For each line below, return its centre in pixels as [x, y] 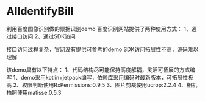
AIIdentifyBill [40, 11]
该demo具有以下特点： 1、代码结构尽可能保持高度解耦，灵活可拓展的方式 [98, 70]
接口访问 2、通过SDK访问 [43, 36]
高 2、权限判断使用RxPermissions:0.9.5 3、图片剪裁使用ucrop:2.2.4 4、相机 [102, 85]
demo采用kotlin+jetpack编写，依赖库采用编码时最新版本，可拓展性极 [107, 77]
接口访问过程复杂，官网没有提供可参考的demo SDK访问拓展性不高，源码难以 [103, 49]
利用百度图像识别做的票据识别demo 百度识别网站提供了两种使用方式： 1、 [99, 29]
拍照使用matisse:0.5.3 [34, 92]
